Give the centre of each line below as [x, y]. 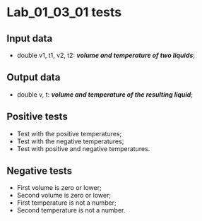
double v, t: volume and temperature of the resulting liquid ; [105, 94]
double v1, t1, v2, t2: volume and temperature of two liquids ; [106, 55]
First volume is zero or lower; [59, 188]
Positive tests [37, 117]
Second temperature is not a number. [71, 210]
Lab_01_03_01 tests [64, 12]
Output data [34, 77]
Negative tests [40, 171]
